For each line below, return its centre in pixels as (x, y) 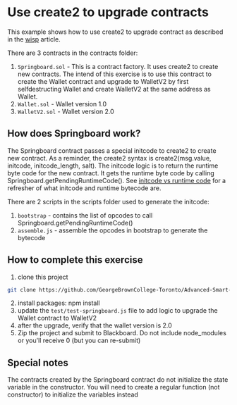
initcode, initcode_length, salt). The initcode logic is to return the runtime (113, 166)
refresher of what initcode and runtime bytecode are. (84, 188)
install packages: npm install (59, 303)
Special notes (38, 362)
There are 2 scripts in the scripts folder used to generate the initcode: (108, 201)
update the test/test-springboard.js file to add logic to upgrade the (117, 311)
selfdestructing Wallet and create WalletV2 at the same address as (114, 89)
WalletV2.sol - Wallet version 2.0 (66, 111)
